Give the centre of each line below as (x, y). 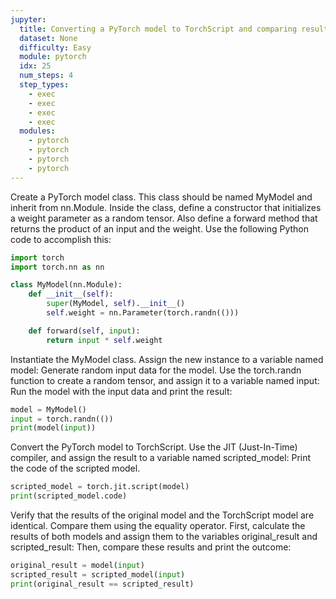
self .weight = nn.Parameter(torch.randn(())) (143, 313)
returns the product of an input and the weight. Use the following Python (159, 228)
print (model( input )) (53, 428)
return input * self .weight (104, 340)
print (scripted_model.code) (69, 496)
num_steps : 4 (46, 76)
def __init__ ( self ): (71, 294)
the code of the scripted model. (75, 468)
